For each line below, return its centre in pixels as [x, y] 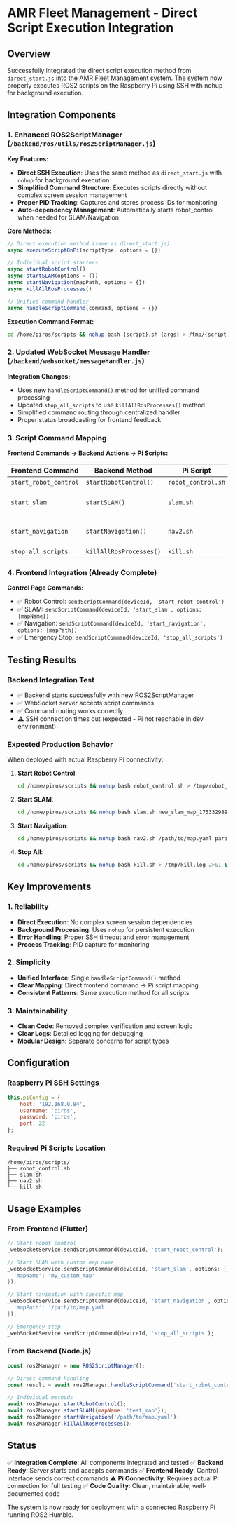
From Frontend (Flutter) [48, 1229]
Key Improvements [49, 887]
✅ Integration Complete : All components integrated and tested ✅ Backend [115, 1462]
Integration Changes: [39, 376]
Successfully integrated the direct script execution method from [99, 70]
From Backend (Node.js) [49, 1351]
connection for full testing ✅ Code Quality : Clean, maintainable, [99, 1485]
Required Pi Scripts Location [57, 1148]
